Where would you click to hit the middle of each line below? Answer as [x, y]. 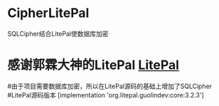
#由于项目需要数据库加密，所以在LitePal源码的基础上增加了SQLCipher [110, 86]
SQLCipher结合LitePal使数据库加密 [58, 33]
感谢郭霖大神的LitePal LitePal [94, 65]
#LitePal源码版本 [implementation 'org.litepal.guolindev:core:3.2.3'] [106, 95]
